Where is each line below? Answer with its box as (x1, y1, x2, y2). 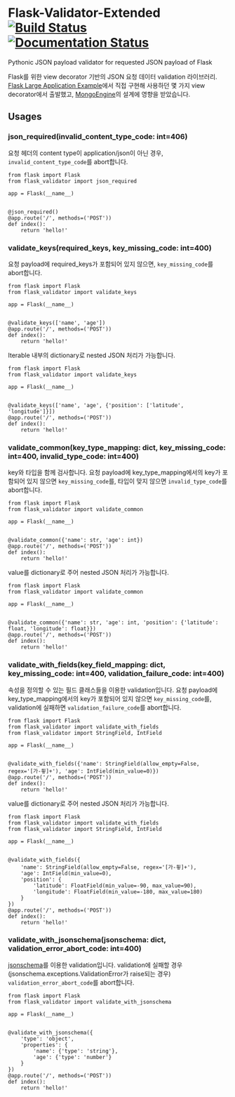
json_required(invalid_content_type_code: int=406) (8, 132, 188, 142)
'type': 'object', (20, 1035, 74, 1042)
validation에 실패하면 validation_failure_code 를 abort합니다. (8, 703, 182, 712)
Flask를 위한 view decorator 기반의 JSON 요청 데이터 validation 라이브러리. (8, 72, 217, 81)
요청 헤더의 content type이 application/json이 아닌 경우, (8, 149, 163, 157)
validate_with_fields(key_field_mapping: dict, (8, 660, 166, 670)
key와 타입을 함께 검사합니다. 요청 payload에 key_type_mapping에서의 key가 (8, 468, 221, 477)
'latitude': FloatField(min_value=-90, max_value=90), (33, 882, 197, 889)
